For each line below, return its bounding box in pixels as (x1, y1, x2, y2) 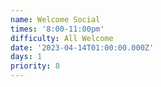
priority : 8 (10, 61, 60, 71)
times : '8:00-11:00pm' (10, 24, 105, 34)
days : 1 (10, 52, 43, 62)
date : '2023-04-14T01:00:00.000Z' (10, 42, 155, 53)
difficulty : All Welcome (10, 33, 114, 43)
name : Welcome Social (10, 14, 101, 25)
